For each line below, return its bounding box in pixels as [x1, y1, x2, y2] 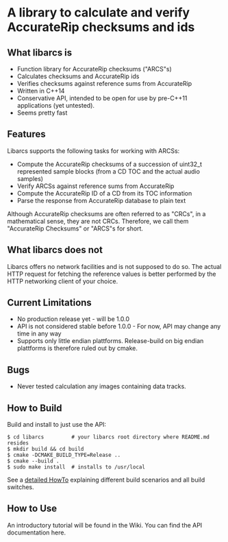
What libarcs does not [7, 244, 103, 256]
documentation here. [7, 528, 66, 537]
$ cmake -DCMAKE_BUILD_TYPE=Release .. [7, 451, 121, 459]
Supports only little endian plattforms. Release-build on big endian [16, 337, 204, 345]
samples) [16, 174, 43, 182]
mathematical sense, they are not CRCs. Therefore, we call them [7, 217, 189, 225]
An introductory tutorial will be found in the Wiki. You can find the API [7, 521, 203, 529]
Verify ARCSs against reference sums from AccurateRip [16, 182, 175, 190]
